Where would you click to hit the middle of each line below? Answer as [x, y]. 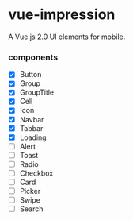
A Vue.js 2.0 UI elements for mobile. [67, 37]
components [33, 57]
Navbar [32, 119]
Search [31, 209]
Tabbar [31, 128]
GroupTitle [36, 92]
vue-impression [62, 15]
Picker [30, 191]
